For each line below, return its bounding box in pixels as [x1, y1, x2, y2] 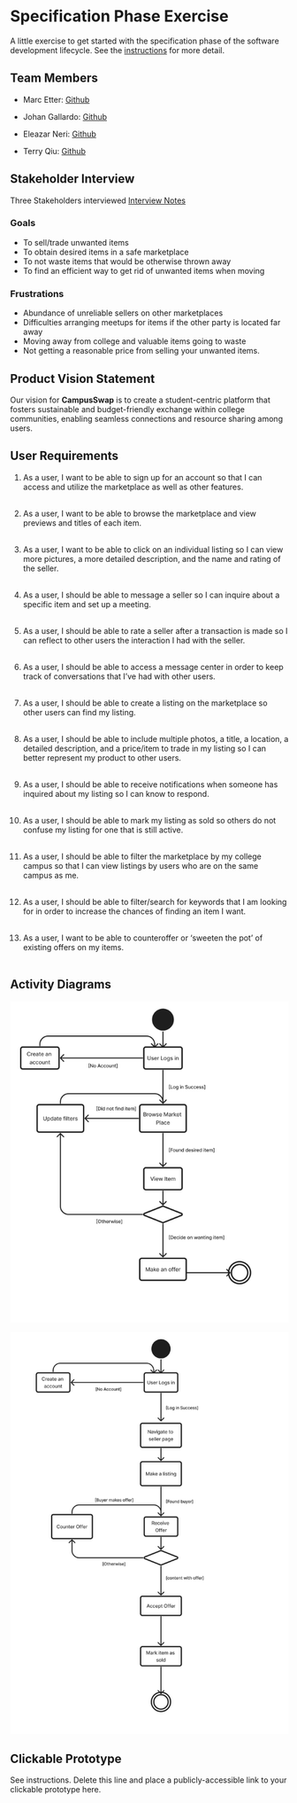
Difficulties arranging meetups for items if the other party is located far [22, 317, 281, 328]
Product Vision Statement [10, 371, 156, 386]
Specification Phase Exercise [10, 6, 229, 27]
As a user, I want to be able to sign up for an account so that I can [22, 472, 263, 482]
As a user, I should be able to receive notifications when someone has [22, 778, 278, 790]
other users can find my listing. [22, 706, 136, 717]
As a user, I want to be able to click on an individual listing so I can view [22, 543, 284, 555]
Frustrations [10, 287, 65, 300]
